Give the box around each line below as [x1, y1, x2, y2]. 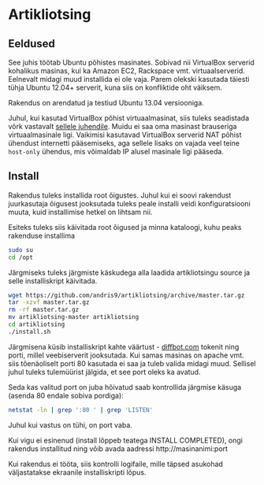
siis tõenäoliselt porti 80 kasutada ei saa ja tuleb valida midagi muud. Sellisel [8, 358, 256, 368]
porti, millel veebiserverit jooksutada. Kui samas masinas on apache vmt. [8, 350, 244, 360]
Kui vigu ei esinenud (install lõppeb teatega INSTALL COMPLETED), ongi [8, 435, 243, 445]
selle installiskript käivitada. [8, 276, 98, 285]
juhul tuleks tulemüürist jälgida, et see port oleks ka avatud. [8, 367, 201, 376]
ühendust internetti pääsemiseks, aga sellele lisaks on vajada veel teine [8, 139, 240, 147]
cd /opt [8, 254, 34, 261]
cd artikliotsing [8, 320, 65, 328]
